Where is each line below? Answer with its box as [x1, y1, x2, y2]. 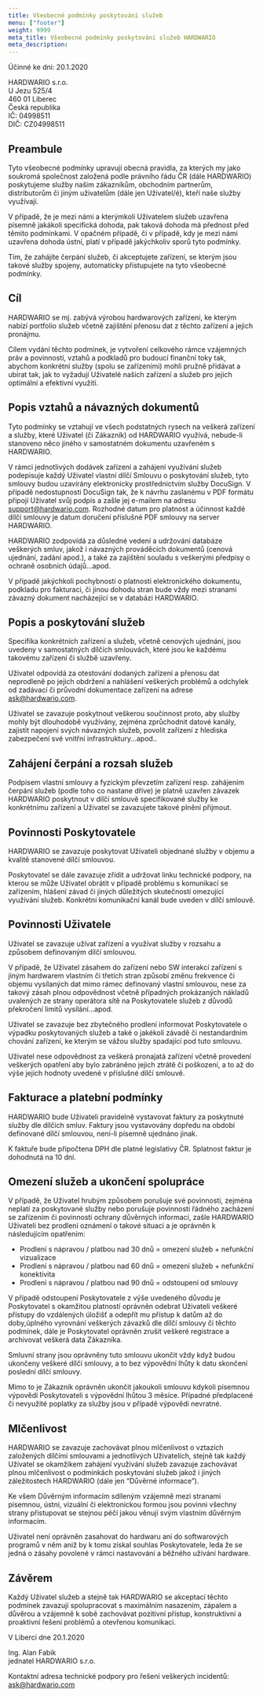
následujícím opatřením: [8, 1229, 86, 1239]
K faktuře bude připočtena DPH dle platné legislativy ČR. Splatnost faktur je [8, 1144, 252, 1153]
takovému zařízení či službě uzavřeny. [8, 653, 132, 663]
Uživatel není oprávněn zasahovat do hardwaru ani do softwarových [8, 1532, 229, 1541]
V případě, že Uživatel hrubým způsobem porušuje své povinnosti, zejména [8, 1196, 253, 1205]
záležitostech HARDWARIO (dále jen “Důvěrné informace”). [8, 1477, 199, 1486]
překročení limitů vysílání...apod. [8, 1004, 113, 1014]
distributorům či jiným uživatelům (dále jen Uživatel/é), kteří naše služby [8, 188, 241, 198]
